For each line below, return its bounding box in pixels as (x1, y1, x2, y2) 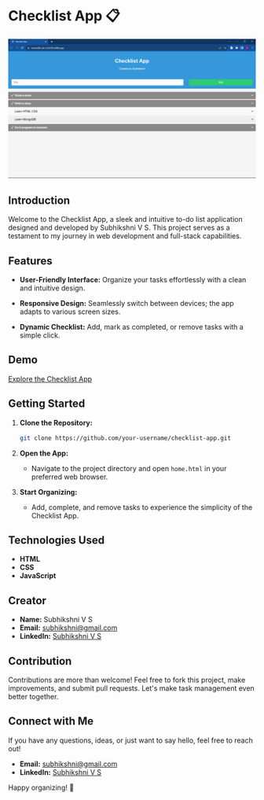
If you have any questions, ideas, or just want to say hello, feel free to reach (8, 735, 253, 745)
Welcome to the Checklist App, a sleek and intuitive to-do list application (8, 215, 243, 224)
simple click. (19, 330, 60, 340)
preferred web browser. (31, 472, 108, 481)
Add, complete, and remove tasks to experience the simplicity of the (31, 502, 253, 512)
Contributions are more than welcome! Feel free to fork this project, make (8, 675, 246, 684)
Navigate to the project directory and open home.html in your (31, 463, 227, 473)
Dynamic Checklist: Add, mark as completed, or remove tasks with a (19, 323, 244, 332)
